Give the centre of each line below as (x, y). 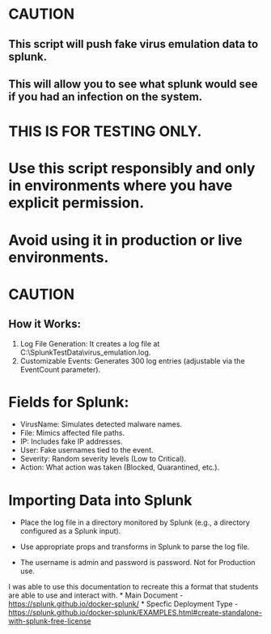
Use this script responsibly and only (132, 169)
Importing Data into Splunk (100, 500)
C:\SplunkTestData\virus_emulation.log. (85, 352)
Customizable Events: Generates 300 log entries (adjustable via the (132, 360)
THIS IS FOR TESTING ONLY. (105, 132)
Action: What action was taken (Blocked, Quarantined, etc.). (120, 467)
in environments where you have (121, 186)
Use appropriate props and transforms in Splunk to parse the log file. (135, 547)
